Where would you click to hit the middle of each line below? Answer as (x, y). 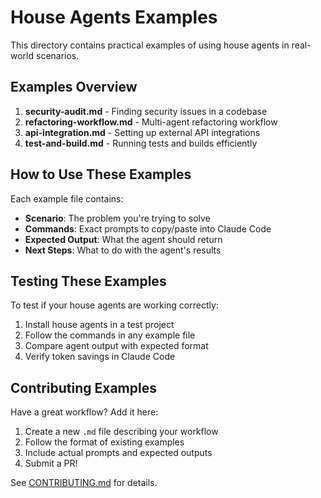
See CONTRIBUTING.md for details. (84, 483)
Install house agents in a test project (99, 325)
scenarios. (57, 55)
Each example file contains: (67, 198)
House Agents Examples (114, 17)
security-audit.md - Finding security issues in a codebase (146, 111)
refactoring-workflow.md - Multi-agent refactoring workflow (151, 122)
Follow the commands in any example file (110, 335)
